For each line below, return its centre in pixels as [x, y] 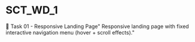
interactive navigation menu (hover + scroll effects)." [70, 32]
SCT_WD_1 [32, 10]
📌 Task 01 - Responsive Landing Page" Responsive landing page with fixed [97, 26]
